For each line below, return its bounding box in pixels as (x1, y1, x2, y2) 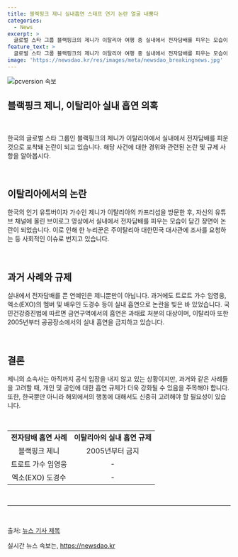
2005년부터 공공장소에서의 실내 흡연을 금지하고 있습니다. (7, 318, 165, 326)
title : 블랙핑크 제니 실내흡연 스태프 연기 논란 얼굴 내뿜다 (7, 10, 159, 18)
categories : (7, 17, 42, 24)
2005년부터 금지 (86, 446, 140, 456)
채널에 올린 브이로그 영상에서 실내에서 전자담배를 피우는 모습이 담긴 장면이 (14, 217, 220, 226)
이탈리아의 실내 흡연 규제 (74, 433, 152, 442)
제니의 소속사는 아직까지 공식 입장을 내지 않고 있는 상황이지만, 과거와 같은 (7, 375, 210, 383)
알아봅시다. (20, 151, 52, 160)
